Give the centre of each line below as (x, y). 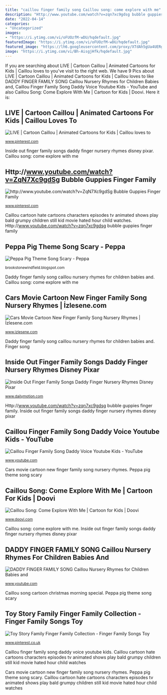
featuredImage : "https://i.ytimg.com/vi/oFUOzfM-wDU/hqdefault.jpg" (78, 42)
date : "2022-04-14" (25, 19)
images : (13, 33)
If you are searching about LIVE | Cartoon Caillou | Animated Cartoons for (80, 66)
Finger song (17, 347)
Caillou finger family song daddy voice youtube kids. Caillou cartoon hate (80, 652)
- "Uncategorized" (24, 28)
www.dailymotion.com (24, 396)
